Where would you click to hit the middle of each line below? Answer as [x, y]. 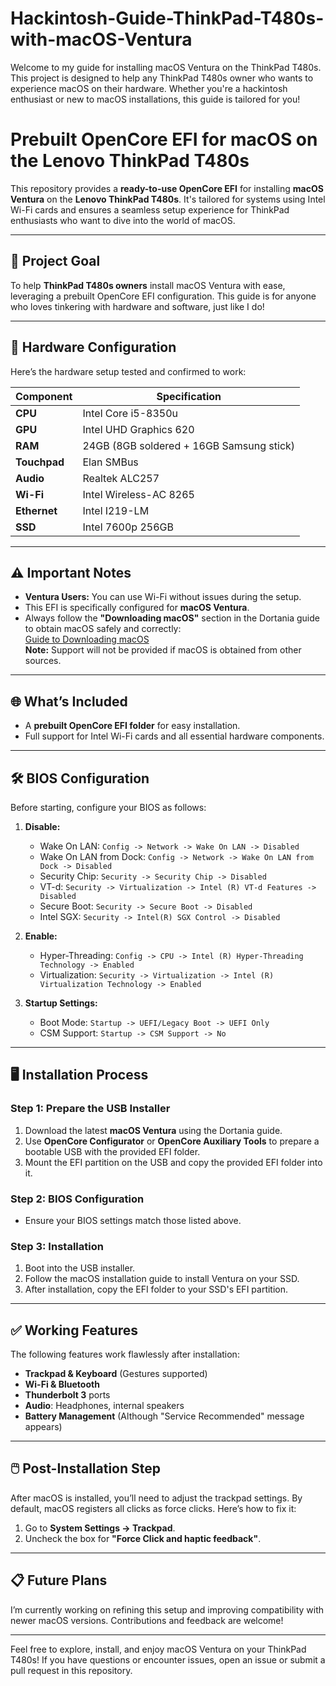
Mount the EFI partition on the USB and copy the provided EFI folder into [173, 1162]
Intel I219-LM [116, 510]
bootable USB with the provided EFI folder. [112, 1151]
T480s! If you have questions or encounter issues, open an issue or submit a [168, 1659]
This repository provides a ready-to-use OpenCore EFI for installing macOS [167, 188]
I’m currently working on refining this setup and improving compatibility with [167, 1609]
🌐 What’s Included [69, 701]
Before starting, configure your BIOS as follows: [108, 807]
